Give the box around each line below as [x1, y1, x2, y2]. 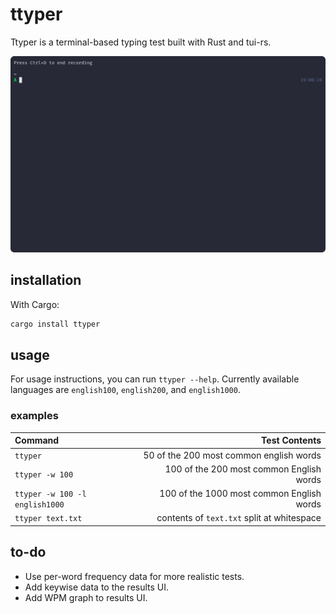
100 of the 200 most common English [164, 463, 322, 475]
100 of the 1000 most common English [159, 488, 322, 499]
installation [10, 272, 82, 289]
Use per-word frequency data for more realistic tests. [24, 570, 245, 582]
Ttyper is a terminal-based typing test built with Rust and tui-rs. [10, 36, 272, 48]
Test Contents [261, 434, 322, 447]
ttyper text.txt [14, 514, 83, 524]
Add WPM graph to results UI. [24, 591, 148, 603]
